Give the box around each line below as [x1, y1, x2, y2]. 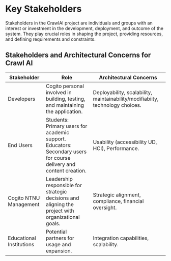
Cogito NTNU [8, 194, 40, 201]
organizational [45, 213, 80, 220]
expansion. [45, 247, 72, 254]
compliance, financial [93, 197, 144, 205]
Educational [8, 235, 37, 242]
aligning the [45, 200, 74, 208]
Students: [45, 116, 69, 123]
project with [45, 207, 75, 214]
